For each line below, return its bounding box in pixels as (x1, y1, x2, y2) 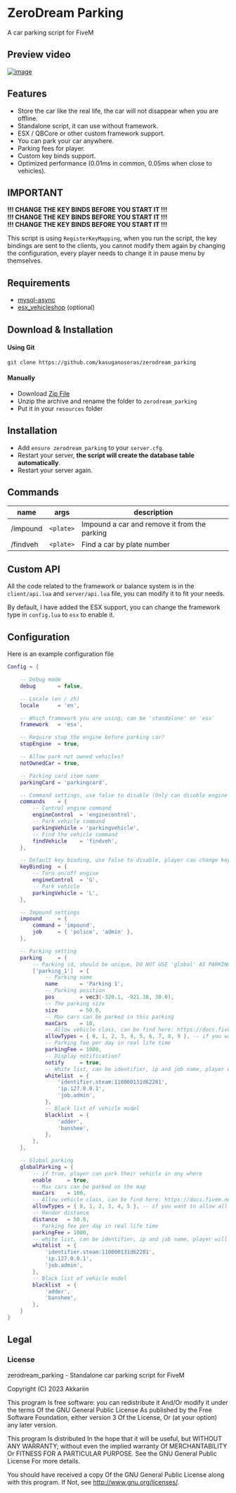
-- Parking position (44, 987, 105, 994)
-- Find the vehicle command (32, 831, 118, 838)
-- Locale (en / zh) (20, 695, 80, 702)
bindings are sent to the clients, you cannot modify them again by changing (7, 242, 226, 250)
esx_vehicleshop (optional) (17, 303, 95, 311)
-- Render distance (32, 1210, 90, 1217)
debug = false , (20, 682, 83, 690)
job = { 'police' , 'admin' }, (32, 929, 133, 936)
